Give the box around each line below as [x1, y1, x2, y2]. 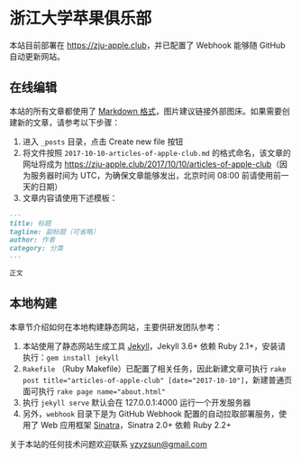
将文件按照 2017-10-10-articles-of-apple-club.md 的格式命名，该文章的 [22, 147, 291, 158]
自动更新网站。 [9, 50, 65, 61]
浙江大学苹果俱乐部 [9, 8, 152, 29]
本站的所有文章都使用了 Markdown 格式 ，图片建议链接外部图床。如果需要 [9, 105, 282, 116]
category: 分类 [9, 244, 64, 253]
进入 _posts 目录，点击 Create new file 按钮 [22, 136, 184, 147]
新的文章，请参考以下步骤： [16, 116, 120, 127]
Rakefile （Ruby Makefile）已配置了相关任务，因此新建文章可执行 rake [22, 362, 287, 374]
